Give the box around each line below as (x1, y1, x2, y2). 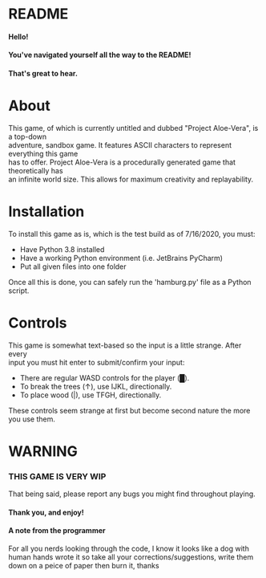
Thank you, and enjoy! (8, 507, 84, 517)
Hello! (8, 31, 29, 41)
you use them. (8, 414, 56, 424)
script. (8, 286, 30, 295)
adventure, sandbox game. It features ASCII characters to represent (8, 140, 232, 149)
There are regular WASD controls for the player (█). (19, 372, 190, 382)
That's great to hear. (8, 68, 79, 78)
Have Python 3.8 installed (19, 244, 105, 254)
